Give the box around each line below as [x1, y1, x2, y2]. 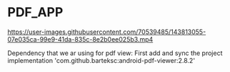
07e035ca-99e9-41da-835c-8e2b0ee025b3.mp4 [7, 35, 154, 43]
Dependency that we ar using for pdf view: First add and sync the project [7, 49, 223, 57]
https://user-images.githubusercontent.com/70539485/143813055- [7, 28, 206, 36]
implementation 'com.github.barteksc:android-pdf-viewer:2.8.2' [7, 56, 195, 64]
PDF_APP [7, 4, 64, 20]
